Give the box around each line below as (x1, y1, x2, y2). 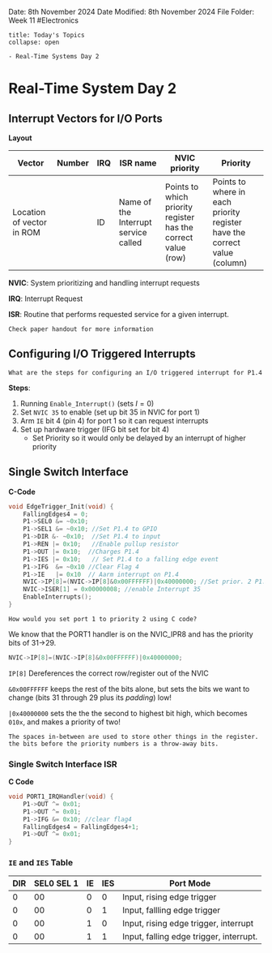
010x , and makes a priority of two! (8, 717, 121, 727)
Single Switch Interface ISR (8, 758, 117, 770)
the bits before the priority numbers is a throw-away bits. (8, 740, 219, 748)
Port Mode (169, 878, 211, 889)
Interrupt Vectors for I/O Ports (8, 111, 164, 125)
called (118, 237, 142, 248)
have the (212, 227, 245, 238)
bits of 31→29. (8, 637, 57, 647)
